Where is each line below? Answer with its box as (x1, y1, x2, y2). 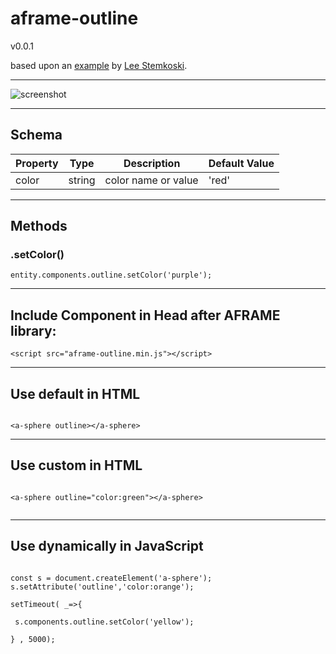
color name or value (104, 173, 199, 187)
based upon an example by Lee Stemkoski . (10, 59, 188, 71)
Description (123, 156, 181, 170)
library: (10, 322, 57, 339)
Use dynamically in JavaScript (10, 538, 204, 555)
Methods (10, 218, 68, 235)
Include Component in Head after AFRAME (10, 307, 281, 324)
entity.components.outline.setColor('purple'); (10, 270, 213, 281)
